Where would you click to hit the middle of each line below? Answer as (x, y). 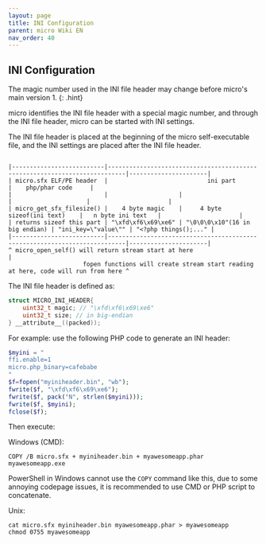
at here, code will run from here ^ (69, 271)
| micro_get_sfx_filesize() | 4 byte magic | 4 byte (115, 209)
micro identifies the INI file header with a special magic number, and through (133, 113)
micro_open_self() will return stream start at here (104, 251)
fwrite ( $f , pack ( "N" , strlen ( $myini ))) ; (76, 397)
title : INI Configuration (51, 23)
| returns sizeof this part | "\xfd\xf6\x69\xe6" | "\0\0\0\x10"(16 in (129, 223)
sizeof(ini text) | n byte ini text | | (126, 216)
